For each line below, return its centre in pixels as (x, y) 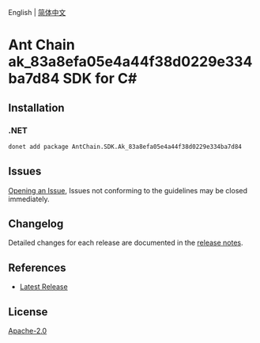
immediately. (29, 199)
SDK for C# (100, 79)
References (37, 267)
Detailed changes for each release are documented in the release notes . (126, 243)
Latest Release (44, 287)
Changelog (36, 224)
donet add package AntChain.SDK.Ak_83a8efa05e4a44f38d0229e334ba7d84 (125, 147)
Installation (36, 107)
